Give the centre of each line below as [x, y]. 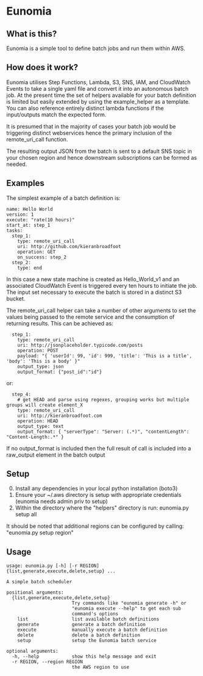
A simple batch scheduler [39, 582]
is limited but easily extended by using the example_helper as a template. [98, 101]
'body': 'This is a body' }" [43, 361]
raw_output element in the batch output [56, 455]
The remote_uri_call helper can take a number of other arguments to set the [101, 310]
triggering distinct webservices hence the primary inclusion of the [89, 133]
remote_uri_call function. [37, 139]
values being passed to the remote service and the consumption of [91, 317]
